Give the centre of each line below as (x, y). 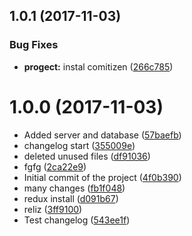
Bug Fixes (34, 45)
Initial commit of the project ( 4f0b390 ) (102, 177)
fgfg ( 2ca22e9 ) (55, 166)
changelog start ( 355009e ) (79, 145)
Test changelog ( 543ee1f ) (77, 220)
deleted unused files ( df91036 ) (87, 156)
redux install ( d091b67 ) (71, 198)
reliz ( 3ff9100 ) (53, 209)
